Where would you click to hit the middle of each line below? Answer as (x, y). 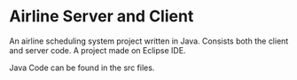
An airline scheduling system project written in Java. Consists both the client (149, 41)
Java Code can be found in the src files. (82, 68)
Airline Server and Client (102, 16)
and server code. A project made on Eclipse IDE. (98, 50)
